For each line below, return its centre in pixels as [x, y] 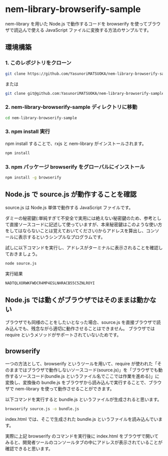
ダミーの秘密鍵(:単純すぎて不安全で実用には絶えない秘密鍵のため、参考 [79, 218]
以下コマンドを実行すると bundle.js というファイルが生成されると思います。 [83, 399]
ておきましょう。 [22, 254]
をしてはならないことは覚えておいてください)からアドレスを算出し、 [76, 231]
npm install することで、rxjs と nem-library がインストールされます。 [76, 143]
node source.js [21, 263]
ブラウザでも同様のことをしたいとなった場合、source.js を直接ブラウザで [81, 323]
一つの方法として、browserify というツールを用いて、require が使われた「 [81, 364]
